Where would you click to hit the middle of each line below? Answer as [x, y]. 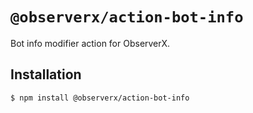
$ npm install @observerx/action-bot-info [100, 98]
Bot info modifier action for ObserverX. [90, 43]
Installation [46, 74]
